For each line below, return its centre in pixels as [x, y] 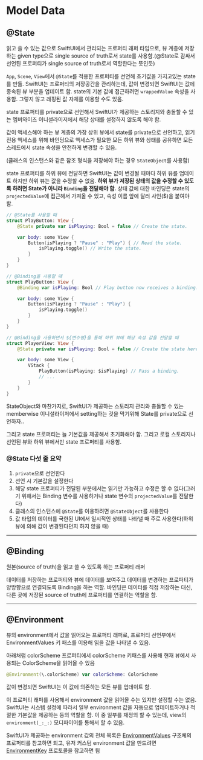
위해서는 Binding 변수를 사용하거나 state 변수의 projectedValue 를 [99, 496]
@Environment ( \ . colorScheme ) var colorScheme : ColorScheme [82, 675]
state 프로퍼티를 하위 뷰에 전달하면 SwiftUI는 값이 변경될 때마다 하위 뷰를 [92, 173]
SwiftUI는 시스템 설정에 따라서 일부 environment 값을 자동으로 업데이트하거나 [98, 707]
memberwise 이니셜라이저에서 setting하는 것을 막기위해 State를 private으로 [97, 413]
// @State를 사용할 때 [32, 215]
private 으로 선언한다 [40, 473]
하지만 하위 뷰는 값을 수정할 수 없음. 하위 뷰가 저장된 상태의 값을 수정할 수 [98, 181]
